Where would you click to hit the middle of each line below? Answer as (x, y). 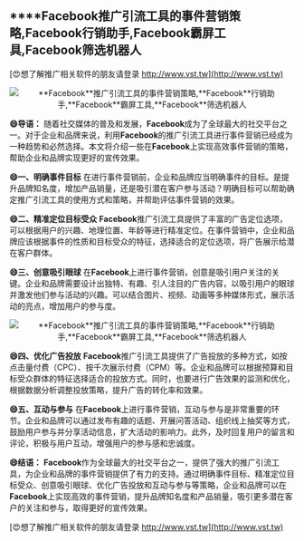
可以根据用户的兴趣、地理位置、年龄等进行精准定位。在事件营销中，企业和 (148, 230)
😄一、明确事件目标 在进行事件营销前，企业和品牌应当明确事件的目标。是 (146, 177)
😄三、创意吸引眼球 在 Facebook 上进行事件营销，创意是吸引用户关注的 (141, 272)
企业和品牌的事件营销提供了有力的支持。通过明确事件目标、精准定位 (160, 473)
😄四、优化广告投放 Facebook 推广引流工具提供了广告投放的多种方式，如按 (148, 355)
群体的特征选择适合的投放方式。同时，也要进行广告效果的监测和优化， (164, 378)
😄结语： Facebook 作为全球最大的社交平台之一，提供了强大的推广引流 (141, 462)
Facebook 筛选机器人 (84, 50)
